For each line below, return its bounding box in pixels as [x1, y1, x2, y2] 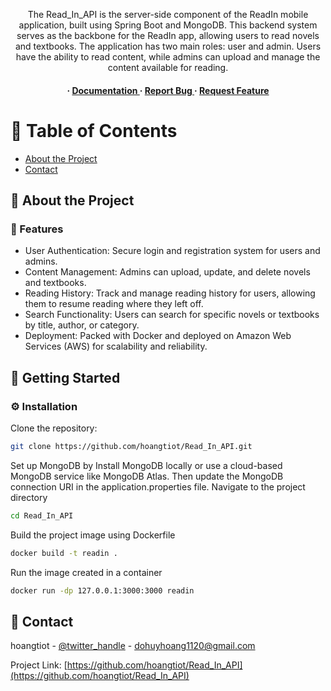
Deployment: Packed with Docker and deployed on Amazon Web [24, 330, 292, 342]
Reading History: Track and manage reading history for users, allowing [24, 287, 316, 299]
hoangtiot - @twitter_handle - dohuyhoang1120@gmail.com [10, 640, 256, 652]
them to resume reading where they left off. [24, 298, 204, 310]
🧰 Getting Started [10, 369, 121, 386]
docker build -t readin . [10, 548, 118, 558]
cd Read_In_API [10, 510, 74, 521]
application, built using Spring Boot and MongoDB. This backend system [18, 19, 318, 31]
